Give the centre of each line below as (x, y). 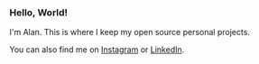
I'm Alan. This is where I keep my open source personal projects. (130, 32)
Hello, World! (39, 13)
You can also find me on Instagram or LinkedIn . (97, 50)
